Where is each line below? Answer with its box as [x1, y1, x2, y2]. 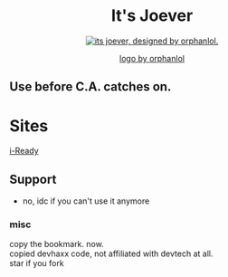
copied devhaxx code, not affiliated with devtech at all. [9, 248, 214, 259]
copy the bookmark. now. [9, 239, 104, 250]
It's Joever [110, 5, 194, 26]
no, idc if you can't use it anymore [22, 196, 150, 206]
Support [9, 171, 57, 186]
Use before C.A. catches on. [9, 79, 172, 95]
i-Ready [9, 146, 39, 157]
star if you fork [9, 258, 65, 269]
